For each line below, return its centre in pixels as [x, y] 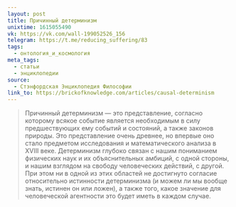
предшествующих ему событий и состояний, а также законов [119, 128]
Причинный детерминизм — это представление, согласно [114, 113]
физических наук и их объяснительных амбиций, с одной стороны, [127, 158]
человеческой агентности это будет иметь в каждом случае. [118, 196]
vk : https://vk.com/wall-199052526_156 [66, 34]
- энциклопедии [36, 73]
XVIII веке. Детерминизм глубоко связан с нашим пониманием [121, 151]
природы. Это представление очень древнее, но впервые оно [119, 136]
